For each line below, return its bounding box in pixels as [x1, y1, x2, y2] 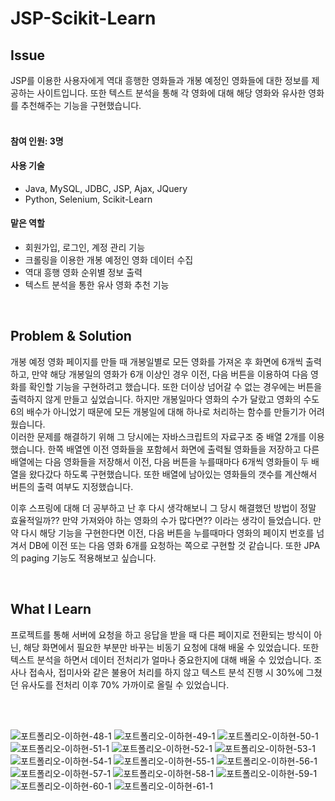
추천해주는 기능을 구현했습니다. [20, 100, 142, 111]
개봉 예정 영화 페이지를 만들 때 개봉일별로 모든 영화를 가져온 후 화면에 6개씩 [10, 355, 304, 367]
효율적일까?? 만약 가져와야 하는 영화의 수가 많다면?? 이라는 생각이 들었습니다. [10, 514, 312, 526]
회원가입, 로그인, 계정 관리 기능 [24, 242, 146, 253]
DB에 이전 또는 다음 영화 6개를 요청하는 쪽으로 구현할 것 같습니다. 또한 [28, 539, 302, 551]
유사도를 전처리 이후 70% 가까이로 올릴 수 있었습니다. [20, 678, 230, 691]
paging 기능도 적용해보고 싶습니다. [20, 552, 157, 564]
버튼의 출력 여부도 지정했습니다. [10, 480, 134, 492]
